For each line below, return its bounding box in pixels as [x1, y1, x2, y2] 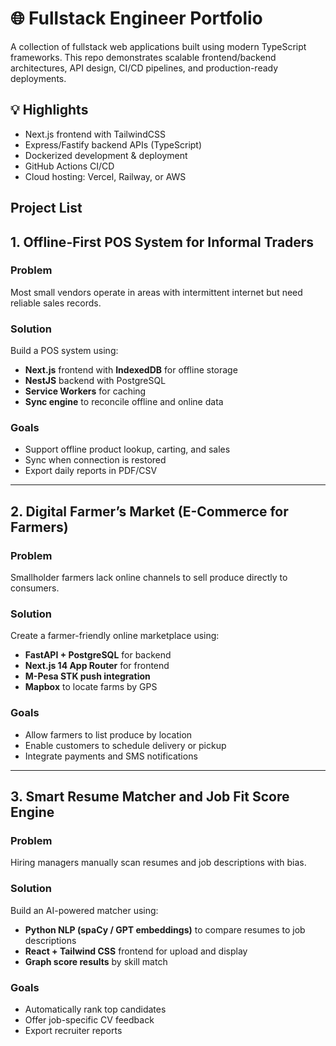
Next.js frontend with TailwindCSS [24, 128, 166, 140]
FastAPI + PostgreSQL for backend [24, 649, 172, 661]
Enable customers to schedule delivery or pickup [24, 739, 227, 751]
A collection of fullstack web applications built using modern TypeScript [10, 40, 307, 52]
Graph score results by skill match [24, 955, 168, 967]
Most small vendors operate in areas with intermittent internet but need [10, 286, 303, 298]
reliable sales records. [10, 297, 102, 309]
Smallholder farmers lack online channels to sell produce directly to [10, 572, 288, 584]
